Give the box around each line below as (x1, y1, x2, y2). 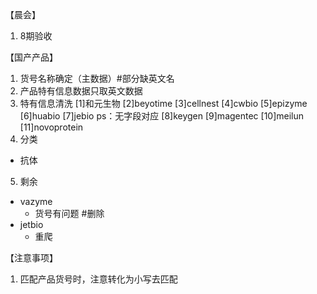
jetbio (19, 219, 44, 230)
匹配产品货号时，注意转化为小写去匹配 (19, 273, 178, 285)
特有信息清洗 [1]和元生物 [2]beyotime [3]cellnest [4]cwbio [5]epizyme (19, 98, 308, 109)
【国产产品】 (5, 51, 58, 63)
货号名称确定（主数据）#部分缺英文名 (19, 73, 175, 84)
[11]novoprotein (19, 121, 84, 133)
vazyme (19, 196, 53, 207)
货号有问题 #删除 (34, 208, 105, 219)
